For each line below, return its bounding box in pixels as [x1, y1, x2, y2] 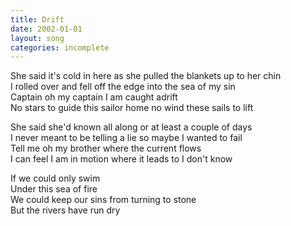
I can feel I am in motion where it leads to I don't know [10, 153, 233, 165]
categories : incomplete [10, 42, 110, 53]
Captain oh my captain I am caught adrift [10, 91, 178, 103]
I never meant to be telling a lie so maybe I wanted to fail [10, 132, 243, 144]
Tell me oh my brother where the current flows [10, 142, 202, 155]
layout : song [10, 33, 65, 43]
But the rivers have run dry [10, 204, 121, 216]
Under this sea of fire [10, 183, 98, 195]
